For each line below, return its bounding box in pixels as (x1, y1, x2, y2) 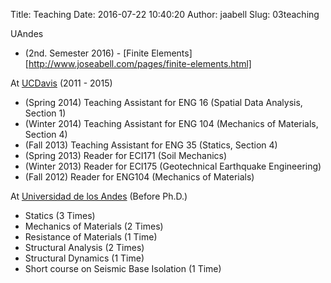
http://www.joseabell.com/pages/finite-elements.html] (28, 58, 252, 69)
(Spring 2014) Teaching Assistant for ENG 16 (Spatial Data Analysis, (24, 97, 303, 108)
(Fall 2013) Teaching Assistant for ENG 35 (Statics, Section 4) (24, 139, 278, 151)
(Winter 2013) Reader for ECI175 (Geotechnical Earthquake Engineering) (24, 160, 322, 172)
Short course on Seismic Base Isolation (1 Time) (24, 263, 222, 274)
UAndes (10, 28, 44, 39)
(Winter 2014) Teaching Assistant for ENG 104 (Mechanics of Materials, (24, 118, 319, 129)
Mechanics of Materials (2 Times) (24, 220, 164, 232)
